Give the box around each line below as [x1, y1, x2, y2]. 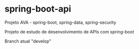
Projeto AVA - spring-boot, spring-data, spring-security [4, 19, 116, 25]
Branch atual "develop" [4, 38, 51, 44]
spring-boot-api [4, 3, 71, 15]
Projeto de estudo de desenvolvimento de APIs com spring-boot [4, 29, 134, 34]
